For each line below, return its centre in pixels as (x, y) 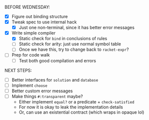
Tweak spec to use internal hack (44, 22)
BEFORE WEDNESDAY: (28, 7)
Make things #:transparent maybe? (47, 96)
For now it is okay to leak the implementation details (71, 107)
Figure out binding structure (40, 16)
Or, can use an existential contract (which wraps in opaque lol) (82, 112)
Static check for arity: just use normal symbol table (70, 44)
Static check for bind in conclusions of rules (63, 39)
